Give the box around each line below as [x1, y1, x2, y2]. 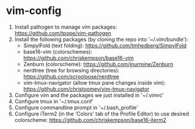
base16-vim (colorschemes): [23, 48, 93, 55]
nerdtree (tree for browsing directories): [23, 67, 120, 74]
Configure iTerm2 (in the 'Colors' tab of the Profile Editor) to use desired [14, 110, 189, 117]
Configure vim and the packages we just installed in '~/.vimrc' [14, 92, 164, 99]
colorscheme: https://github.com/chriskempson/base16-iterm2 [14, 116, 167, 123]
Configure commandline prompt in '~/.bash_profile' [14, 104, 139, 111]
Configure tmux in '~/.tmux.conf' [14, 97, 94, 104]
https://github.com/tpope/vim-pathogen [14, 29, 111, 36]
